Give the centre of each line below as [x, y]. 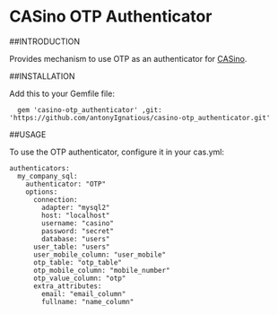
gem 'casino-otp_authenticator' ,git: [90, 109]
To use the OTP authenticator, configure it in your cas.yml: [117, 152]
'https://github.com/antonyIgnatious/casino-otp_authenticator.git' [140, 118]
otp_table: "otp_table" [78, 262]
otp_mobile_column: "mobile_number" [101, 270]
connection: [55, 199]
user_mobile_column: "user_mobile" [100, 254]
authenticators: [39, 168]
